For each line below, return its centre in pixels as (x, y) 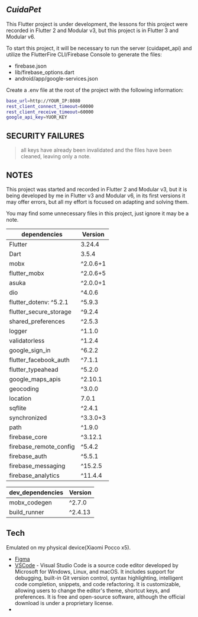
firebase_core (28, 437)
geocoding (24, 389)
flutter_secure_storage (40, 312)
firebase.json (31, 66)
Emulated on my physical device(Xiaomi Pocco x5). (69, 547)
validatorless (27, 340)
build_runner (27, 512)
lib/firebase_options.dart (45, 72)
